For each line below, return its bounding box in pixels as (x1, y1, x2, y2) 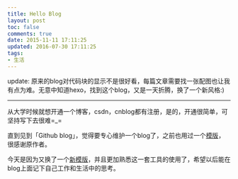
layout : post (7, 17, 46, 24)
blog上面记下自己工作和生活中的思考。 (7, 163, 120, 172)
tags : (7, 50, 23, 57)
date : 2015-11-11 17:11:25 (7, 37, 87, 44)
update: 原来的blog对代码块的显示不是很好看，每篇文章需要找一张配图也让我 (7, 76, 230, 85)
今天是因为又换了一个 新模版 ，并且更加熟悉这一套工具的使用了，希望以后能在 (7, 155, 231, 163)
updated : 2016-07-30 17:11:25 (7, 43, 97, 50)
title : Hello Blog (7, 10, 62, 18)
